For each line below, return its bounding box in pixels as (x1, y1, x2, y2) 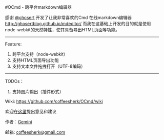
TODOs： (5, 79, 24, 84)
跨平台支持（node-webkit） (12, 51, 68, 57)
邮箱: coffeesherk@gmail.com (5, 129, 65, 135)
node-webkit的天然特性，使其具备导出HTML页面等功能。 (5, 27, 120, 33)
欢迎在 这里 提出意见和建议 (5, 109, 57, 114)
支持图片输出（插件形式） (12, 89, 64, 94)
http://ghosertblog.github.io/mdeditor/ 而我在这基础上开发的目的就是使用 (5, 21, 151, 26)
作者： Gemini (5, 119, 32, 124)
